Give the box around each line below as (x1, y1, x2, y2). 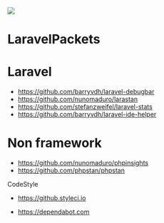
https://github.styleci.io (17, 194, 86, 202)
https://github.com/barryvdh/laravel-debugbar (17, 88, 155, 96)
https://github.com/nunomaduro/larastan (17, 95, 138, 103)
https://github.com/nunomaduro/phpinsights (17, 159, 148, 167)
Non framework (7, 135, 102, 151)
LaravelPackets (7, 31, 101, 48)
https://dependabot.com (17, 207, 90, 217)
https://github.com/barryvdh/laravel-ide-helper (17, 110, 157, 119)
